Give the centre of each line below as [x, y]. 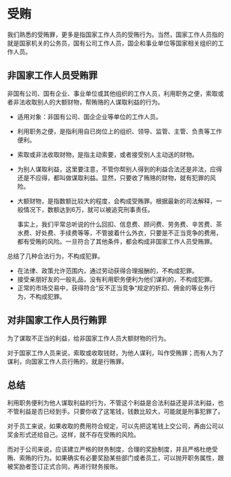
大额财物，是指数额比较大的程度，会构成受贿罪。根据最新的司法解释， [117, 201]
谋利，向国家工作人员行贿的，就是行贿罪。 [67, 361]
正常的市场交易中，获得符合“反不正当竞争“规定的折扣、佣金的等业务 [113, 288]
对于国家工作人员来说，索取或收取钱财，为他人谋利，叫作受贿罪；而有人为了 [115, 352]
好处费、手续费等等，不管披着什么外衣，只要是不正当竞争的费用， [129, 233]
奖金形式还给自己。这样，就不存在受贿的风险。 [73, 435]
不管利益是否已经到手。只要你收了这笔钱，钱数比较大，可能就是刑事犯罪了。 [115, 412]
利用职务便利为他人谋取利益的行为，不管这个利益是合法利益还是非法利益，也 [115, 403]
